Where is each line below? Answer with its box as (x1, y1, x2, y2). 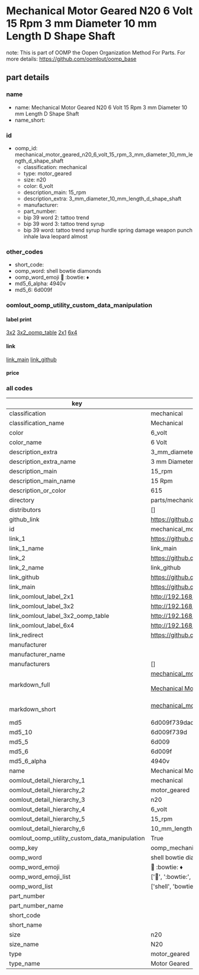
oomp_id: (14, 144, 38, 152)
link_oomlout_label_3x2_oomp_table (9, 612, 110, 620)
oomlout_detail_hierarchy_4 (9, 805, 85, 814)
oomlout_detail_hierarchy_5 (9, 815, 85, 823)
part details (6, 72, 50, 82)
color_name (9, 438, 42, 447)
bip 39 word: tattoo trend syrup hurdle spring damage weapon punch (23, 227, 193, 234)
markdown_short (9, 705, 56, 713)
